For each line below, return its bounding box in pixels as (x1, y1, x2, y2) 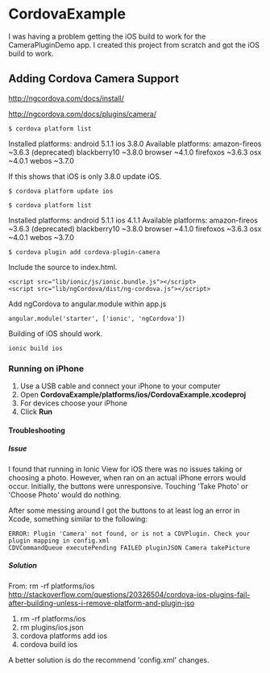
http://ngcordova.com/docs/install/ (8, 93, 125, 103)
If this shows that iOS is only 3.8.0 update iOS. (8, 171, 162, 181)
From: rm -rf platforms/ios (8, 581, 95, 591)
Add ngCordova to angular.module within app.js (8, 299, 167, 309)
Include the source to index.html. (8, 262, 118, 272)
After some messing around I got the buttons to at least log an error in (8, 505, 240, 515)
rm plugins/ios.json (19, 622, 85, 632)
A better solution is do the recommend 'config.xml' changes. (8, 654, 210, 665)
